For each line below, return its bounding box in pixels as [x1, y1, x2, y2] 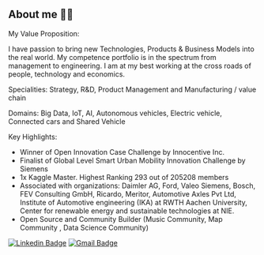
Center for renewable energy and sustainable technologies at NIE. [19, 206, 235, 216]
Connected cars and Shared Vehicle [8, 116, 126, 126]
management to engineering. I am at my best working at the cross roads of [8, 61, 251, 70]
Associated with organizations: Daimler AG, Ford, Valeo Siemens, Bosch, [19, 181, 255, 190]
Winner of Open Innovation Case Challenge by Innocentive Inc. [19, 147, 225, 156]
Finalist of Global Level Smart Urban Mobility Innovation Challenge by [19, 156, 247, 165]
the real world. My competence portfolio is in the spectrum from [8, 52, 217, 62]
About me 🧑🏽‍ [8, 8, 74, 21]
